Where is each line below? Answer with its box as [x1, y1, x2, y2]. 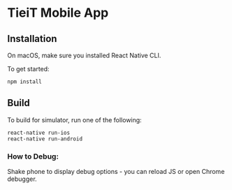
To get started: [7, 65, 50, 73]
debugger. [7, 175, 37, 183]
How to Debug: [7, 152, 59, 161]
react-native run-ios [7, 129, 71, 136]
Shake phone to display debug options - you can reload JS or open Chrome [7, 168, 225, 176]
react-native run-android [7, 135, 82, 142]
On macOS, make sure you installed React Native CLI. [7, 51, 161, 59]
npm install [7, 78, 42, 85]
